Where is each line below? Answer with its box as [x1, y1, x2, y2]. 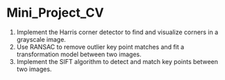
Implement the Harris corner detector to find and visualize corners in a [16, 28, 219, 36]
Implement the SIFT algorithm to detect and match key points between [16, 57, 219, 65]
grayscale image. [16, 35, 67, 43]
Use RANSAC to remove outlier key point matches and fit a [16, 42, 185, 51]
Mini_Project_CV [6, 5, 104, 21]
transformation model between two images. [16, 50, 142, 58]
